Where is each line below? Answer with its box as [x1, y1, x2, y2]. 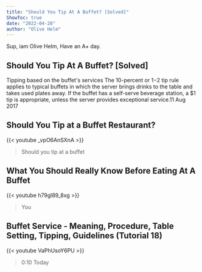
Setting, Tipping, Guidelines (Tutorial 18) [6, 231, 162, 241]
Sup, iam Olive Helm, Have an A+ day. [6, 43, 102, 50]
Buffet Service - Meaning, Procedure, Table [6, 221, 175, 232]
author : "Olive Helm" [6, 26, 61, 32]
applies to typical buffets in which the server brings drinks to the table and [6, 83, 193, 90]
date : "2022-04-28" [6, 20, 56, 26]
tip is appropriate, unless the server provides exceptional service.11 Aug [6, 96, 186, 104]
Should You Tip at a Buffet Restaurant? [6, 120, 156, 131]
